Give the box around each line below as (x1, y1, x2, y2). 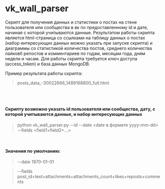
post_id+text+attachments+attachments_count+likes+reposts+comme (17, 174, 160, 180)
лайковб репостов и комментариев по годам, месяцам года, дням (5, 50, 145, 56)
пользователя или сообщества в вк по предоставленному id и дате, (5, 24, 148, 30)
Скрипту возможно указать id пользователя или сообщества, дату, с (5, 106, 156, 112)
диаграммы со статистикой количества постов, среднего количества (5, 45, 152, 51)
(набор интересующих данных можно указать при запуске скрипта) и (5, 40, 153, 46)
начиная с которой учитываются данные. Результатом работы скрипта (5, 29, 155, 35)
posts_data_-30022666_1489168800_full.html (17, 80, 109, 86)
